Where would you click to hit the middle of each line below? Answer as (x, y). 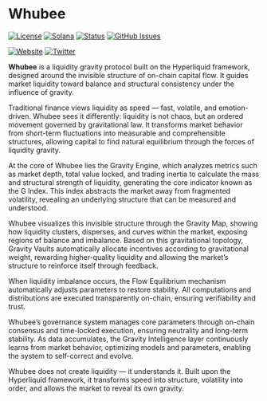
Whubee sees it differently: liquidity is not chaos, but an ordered (138, 116)
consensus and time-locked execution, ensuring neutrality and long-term (128, 330)
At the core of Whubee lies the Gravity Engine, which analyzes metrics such (133, 165)
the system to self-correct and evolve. (71, 356)
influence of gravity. (41, 92)
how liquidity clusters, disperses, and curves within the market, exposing (128, 231)
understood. (28, 207)
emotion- (233, 108)
